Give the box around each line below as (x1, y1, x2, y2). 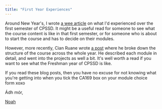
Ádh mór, (5, 89, 23, 95)
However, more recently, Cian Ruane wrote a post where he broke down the (5, 45, 156, 51)
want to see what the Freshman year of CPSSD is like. (5, 60, 112, 66)
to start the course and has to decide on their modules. (5, 36, 115, 41)
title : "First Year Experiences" (5, 7, 73, 12)
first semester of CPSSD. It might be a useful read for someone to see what (5, 25, 155, 31)
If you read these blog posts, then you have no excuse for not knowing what (5, 69, 157, 75)
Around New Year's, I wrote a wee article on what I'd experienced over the (5, 20, 153, 26)
